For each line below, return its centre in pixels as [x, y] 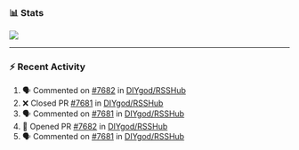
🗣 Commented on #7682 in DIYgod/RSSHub [104, 90]
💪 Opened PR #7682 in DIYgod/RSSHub [95, 126]
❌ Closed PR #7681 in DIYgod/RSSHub [93, 103]
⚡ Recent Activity [48, 67]
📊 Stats [27, 12]
